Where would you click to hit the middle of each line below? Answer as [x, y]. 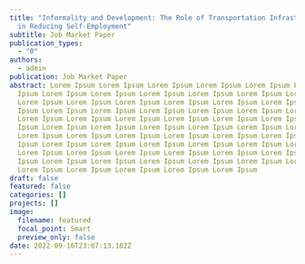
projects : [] [34, 204]
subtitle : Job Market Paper [63, 34]
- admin [32, 69]
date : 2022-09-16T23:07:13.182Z [70, 246]
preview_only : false [56, 237]
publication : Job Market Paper [69, 77]
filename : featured [54, 220]
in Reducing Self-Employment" [74, 26]
